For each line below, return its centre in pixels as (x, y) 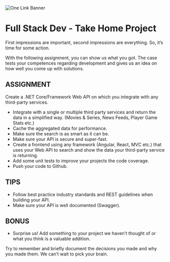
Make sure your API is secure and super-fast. (60, 139)
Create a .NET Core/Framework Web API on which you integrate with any (82, 97)
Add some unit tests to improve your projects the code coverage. (81, 161)
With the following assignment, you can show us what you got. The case (81, 57)
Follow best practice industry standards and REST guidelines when (83, 194)
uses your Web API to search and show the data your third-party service (89, 150)
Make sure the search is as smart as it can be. (61, 134)
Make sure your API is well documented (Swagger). (66, 205)
